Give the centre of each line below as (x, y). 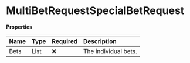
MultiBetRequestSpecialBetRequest (95, 11)
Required (65, 41)
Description (100, 41)
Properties (19, 27)
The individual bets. (110, 51)
